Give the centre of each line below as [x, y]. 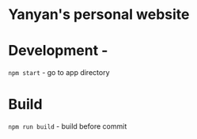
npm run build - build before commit [68, 126]
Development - [58, 51]
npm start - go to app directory [59, 73]
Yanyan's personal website [99, 15]
